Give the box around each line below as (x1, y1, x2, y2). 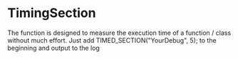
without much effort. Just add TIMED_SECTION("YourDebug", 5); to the (7, 36, 217, 44)
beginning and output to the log (7, 43, 100, 52)
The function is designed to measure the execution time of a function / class (7, 28, 232, 37)
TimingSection (7, 5, 96, 21)
